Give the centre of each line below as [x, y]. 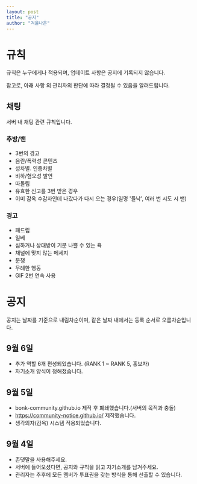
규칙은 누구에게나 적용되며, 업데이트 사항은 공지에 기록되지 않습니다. [86, 72]
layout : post [23, 12]
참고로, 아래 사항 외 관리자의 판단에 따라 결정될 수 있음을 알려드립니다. [88, 86]
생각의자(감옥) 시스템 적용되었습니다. [58, 423]
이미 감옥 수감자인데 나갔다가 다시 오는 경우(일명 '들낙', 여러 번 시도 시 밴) [101, 199]
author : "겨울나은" [28, 23]
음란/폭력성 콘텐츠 [36, 161]
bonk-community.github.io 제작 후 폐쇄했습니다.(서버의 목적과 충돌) [95, 408]
